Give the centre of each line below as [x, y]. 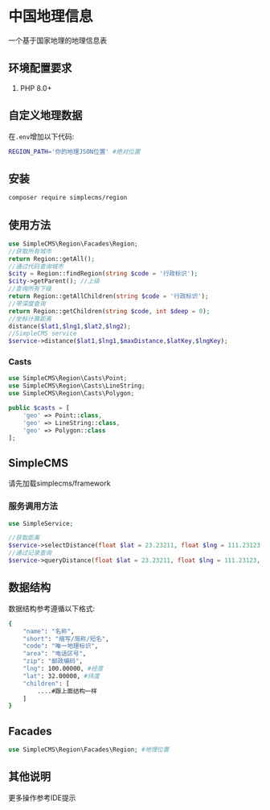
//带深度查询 [27, 304]
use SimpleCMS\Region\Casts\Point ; [68, 378]
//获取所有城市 [30, 251]
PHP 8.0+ [36, 88]
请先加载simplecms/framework [59, 483]
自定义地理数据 [45, 116]
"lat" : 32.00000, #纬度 [61, 676]
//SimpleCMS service [43, 334]
